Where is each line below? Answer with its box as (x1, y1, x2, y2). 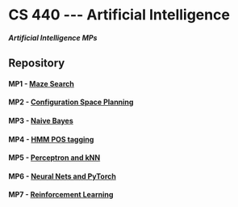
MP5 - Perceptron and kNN (8, 153, 101, 163)
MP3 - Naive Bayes (8, 116, 74, 125)
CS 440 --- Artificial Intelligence (8, 6, 230, 24)
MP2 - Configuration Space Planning (8, 97, 134, 107)
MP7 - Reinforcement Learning (8, 190, 114, 200)
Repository (8, 57, 65, 70)
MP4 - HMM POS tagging (8, 134, 94, 144)
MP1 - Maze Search (8, 78, 74, 88)
